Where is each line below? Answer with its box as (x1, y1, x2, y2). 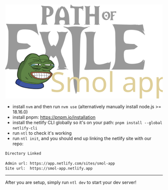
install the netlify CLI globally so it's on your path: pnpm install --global (12, 119, 162, 125)
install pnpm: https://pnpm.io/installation (12, 114, 96, 120)
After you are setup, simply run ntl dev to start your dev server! (5, 179, 136, 185)
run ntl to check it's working (12, 130, 72, 136)
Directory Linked (5, 151, 41, 156)
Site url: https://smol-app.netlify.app (5, 166, 93, 171)
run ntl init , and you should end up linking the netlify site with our (12, 135, 151, 141)
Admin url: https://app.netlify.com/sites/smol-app (5, 161, 115, 166)
